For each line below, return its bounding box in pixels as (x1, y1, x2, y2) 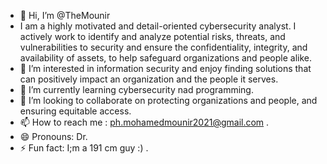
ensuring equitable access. (19, 105, 132, 117)
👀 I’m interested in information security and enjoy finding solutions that (19, 63, 312, 74)
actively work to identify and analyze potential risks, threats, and (19, 31, 286, 42)
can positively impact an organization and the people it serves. (19, 73, 279, 85)
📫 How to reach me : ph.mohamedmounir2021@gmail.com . (19, 116, 270, 128)
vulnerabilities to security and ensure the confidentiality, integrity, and (19, 41, 308, 53)
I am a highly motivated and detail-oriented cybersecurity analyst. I (19, 20, 297, 32)
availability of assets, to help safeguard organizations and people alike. (19, 52, 312, 64)
